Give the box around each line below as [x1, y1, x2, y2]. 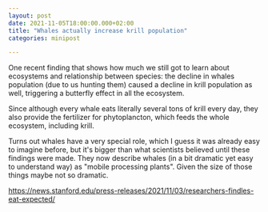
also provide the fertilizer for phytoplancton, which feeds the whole [8, 113, 230, 122]
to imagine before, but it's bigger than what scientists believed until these [8, 145, 250, 154]
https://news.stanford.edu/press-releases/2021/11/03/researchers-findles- [8, 186, 254, 196]
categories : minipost [8, 34, 81, 42]
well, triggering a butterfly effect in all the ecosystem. [8, 89, 185, 98]
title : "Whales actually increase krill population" [8, 26, 188, 34]
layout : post [8, 11, 52, 20]
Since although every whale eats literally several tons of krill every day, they [8, 104, 258, 114]
